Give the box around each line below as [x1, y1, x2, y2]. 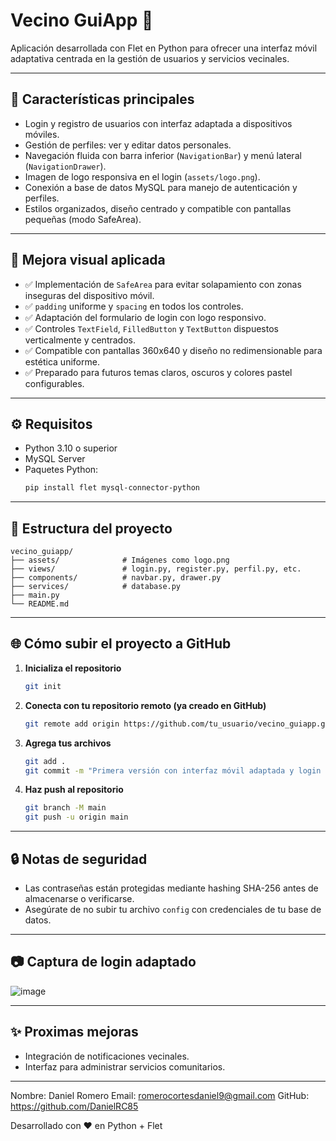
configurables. [24, 377, 85, 389]
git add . [24, 756, 67, 766]
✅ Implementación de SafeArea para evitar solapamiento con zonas [24, 278, 302, 290]
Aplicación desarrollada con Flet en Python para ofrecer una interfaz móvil [10, 42, 318, 54]
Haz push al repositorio [24, 784, 124, 796]
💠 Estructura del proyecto [10, 520, 173, 537]
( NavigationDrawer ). [24, 160, 107, 172]
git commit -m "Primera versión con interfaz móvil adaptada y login [24, 765, 322, 776]
